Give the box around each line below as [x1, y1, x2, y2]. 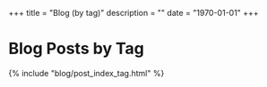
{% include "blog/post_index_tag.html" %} [8, 67, 165, 78]
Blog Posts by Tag [8, 39, 144, 59]
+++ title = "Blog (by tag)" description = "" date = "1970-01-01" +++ [8, 8, 259, 18]
